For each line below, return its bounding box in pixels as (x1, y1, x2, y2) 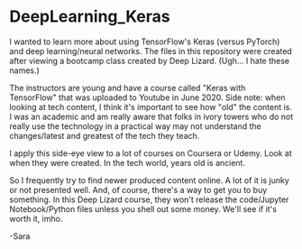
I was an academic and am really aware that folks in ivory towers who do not (9, 111, 294, 122)
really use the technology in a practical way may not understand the (9, 120, 261, 132)
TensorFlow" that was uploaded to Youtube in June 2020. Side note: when (9, 92, 286, 103)
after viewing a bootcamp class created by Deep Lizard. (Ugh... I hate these (9, 55, 290, 66)
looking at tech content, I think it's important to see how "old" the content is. (9, 101, 293, 112)
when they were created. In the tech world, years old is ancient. (9, 157, 246, 168)
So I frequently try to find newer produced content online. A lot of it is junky (9, 174, 290, 186)
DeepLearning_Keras (9, 6, 170, 27)
